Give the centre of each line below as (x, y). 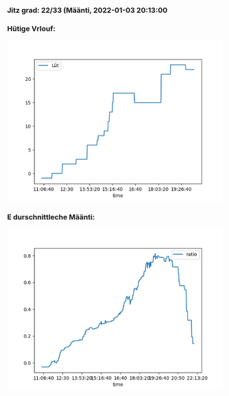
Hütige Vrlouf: (32, 28)
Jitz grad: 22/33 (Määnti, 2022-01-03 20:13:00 (87, 10)
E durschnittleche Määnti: (51, 217)
